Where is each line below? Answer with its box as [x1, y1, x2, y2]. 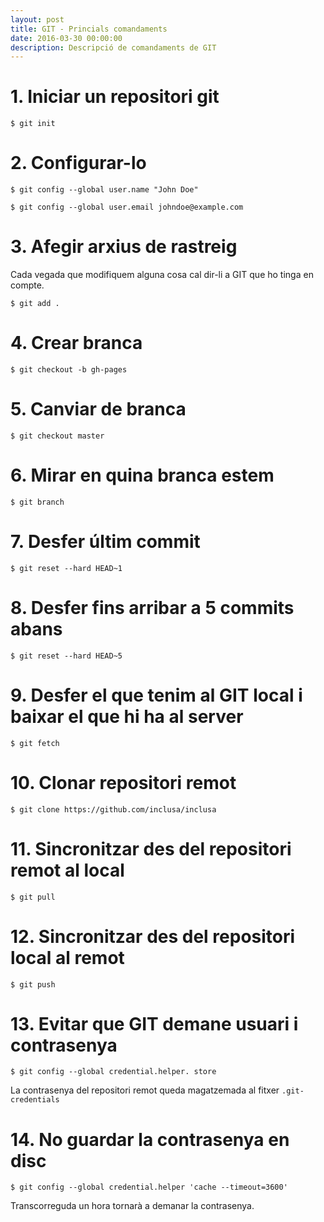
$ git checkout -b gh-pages [10, 365, 128, 375]
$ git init [10, 119, 56, 129]
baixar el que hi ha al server [10, 705, 244, 728]
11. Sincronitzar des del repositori [10, 837, 292, 860]
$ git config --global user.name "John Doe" [10, 185, 199, 195]
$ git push [10, 979, 56, 990]
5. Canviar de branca [10, 398, 187, 421]
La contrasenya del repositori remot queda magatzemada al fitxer [10, 1084, 280, 1096]
